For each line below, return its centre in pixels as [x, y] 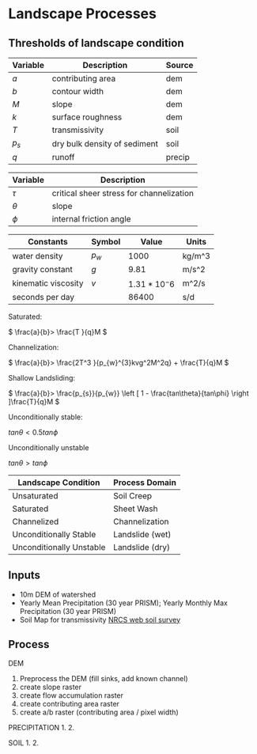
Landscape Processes [82, 14]
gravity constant [42, 270]
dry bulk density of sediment [105, 143]
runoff [63, 157]
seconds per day [43, 297]
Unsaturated [35, 495]
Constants [48, 242]
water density [38, 256]
